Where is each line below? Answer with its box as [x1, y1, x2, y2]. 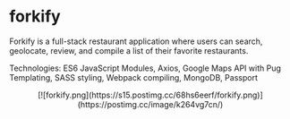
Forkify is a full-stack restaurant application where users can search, [9, 36, 263, 47]
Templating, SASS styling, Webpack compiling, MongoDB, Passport [9, 72, 258, 82]
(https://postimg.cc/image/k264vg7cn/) [77, 98, 224, 109]
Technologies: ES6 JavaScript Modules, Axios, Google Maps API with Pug [9, 63, 282, 73]
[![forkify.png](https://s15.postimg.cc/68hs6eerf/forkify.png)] [37, 89, 264, 100]
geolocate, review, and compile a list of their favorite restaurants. [9, 45, 249, 55]
